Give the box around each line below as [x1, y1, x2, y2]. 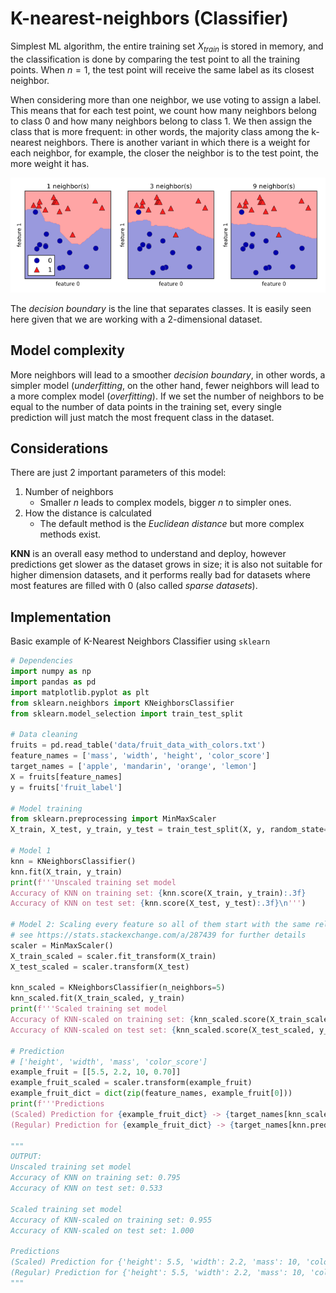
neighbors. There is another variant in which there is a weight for [43, 136, 311, 148]
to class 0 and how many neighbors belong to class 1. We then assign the [10, 115, 313, 127]
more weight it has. [10, 157, 90, 169]
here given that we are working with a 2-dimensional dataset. [10, 313, 263, 325]
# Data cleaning [10, 730, 78, 740]
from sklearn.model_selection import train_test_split [10, 708, 244, 719]
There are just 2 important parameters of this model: [10, 467, 227, 479]
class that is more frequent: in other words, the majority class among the [10, 125, 310, 137]
